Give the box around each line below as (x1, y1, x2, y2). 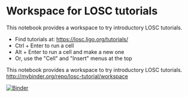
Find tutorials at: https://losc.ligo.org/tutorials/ (14, 35, 129, 43)
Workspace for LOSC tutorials (6, 4, 158, 18)
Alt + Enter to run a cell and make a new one (14, 48, 125, 55)
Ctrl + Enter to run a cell (14, 42, 74, 49)
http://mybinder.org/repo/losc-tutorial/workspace (6, 72, 129, 80)
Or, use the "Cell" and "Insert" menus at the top (14, 54, 133, 62)
